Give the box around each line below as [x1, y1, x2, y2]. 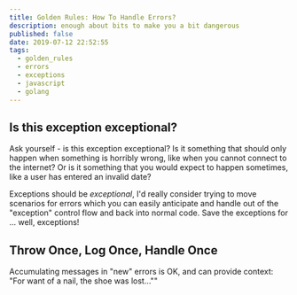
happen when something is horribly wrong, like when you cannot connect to [9, 152, 287, 164]
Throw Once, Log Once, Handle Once [9, 243, 218, 258]
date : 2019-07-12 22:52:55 [9, 37, 109, 47]
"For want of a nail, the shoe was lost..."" [9, 276, 158, 286]
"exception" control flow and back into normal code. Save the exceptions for [9, 207, 289, 218]
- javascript [17, 79, 66, 88]
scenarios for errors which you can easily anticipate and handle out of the [9, 198, 279, 209]
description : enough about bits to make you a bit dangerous [9, 21, 240, 30]
